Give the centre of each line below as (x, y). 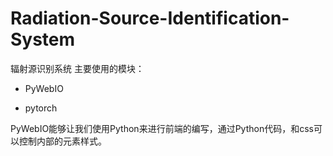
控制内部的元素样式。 (62, 141)
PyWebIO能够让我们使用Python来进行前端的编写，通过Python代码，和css (162, 128)
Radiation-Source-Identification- (150, 18)
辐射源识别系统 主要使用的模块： (77, 68)
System (43, 39)
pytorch (41, 108)
